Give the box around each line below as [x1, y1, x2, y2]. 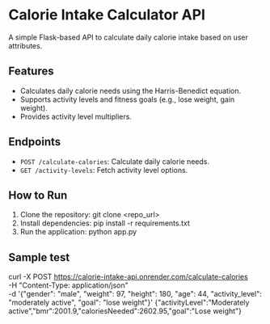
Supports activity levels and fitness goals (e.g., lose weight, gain [19, 95, 235, 104]
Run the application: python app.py [19, 227, 137, 237]
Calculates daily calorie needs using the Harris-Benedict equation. [19, 86, 241, 95]
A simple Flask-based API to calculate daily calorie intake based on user [8, 32, 249, 42]
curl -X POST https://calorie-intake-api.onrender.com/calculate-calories [8, 272, 248, 282]
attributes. [8, 40, 43, 50]
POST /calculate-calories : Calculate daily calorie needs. [19, 156, 210, 166]
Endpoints [8, 135, 61, 149]
